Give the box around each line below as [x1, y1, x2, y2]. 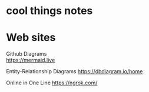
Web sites [6, 31, 56, 45]
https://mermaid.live [6, 57, 55, 64]
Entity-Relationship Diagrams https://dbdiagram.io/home [6, 68, 143, 75]
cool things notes [6, 4, 93, 18]
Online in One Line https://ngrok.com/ [6, 79, 98, 86]
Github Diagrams [6, 50, 47, 57]
